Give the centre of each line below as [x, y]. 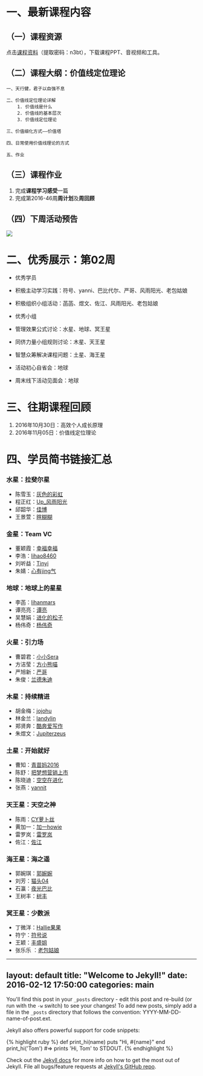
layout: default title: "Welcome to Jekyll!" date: [97, 975]
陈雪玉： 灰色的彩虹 [39, 494]
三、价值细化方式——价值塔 [34, 131]
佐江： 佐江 [28, 842]
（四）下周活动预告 [42, 219]
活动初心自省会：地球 [41, 368]
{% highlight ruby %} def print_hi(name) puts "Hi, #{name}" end [86, 1042]
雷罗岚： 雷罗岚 [34, 834]
